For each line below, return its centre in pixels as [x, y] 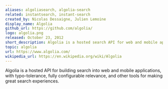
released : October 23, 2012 [34, 38]
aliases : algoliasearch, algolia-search [48, 10]
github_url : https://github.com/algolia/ [49, 28]
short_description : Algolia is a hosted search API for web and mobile [81, 42]
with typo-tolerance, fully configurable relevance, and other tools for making [84, 76]
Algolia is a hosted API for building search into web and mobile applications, [83, 70]
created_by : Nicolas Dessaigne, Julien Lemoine [56, 19]
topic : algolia [21, 47]
